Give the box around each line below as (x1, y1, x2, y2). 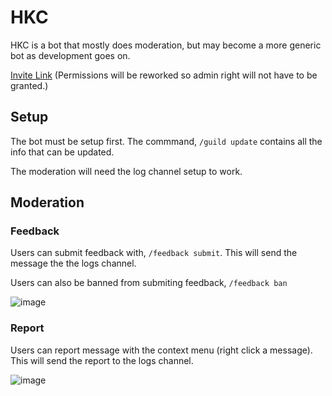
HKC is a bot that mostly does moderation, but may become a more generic (10, 39, 322, 51)
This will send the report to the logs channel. (10, 354, 194, 366)
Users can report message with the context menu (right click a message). (10, 344, 313, 356)
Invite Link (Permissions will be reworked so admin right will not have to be (10, 69, 318, 81)
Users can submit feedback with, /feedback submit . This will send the (10, 247, 298, 259)
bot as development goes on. (10, 49, 131, 61)
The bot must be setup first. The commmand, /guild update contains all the (10, 135, 323, 147)
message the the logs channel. (10, 257, 137, 270)
